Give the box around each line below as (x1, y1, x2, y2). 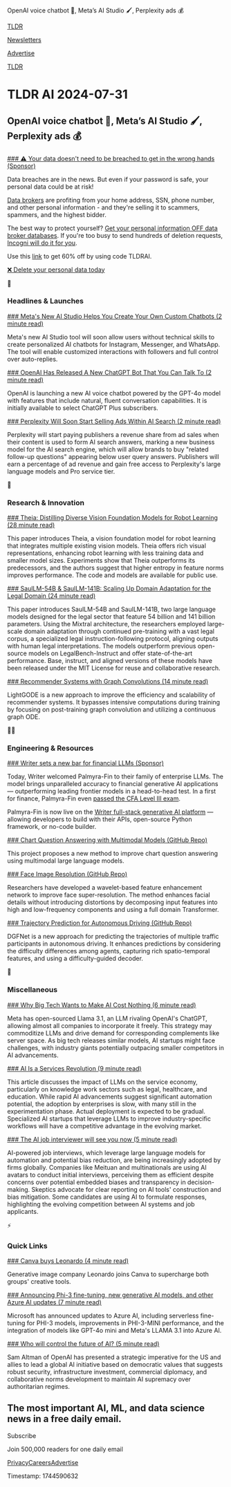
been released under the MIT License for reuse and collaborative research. (7, 664, 221, 673)
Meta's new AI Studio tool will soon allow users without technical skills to (7, 333, 215, 341)
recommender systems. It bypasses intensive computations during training (7, 698, 220, 707)
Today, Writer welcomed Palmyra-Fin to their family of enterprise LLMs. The (7, 772, 223, 780)
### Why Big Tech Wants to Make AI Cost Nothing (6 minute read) (7, 1000, 196, 1009)
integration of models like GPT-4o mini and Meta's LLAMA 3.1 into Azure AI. (7, 1326, 222, 1334)
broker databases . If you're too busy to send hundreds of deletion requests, (7, 231, 223, 239)
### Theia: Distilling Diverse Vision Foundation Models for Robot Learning (7, 514, 218, 522)
